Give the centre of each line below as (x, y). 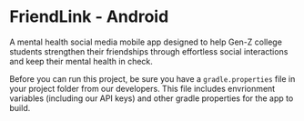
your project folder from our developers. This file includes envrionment (142, 88)
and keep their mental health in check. (81, 61)
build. (20, 107)
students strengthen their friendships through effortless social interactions (149, 51)
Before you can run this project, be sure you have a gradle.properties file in (152, 78)
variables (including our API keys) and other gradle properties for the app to (152, 98)
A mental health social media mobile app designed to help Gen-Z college (146, 42)
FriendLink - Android (89, 17)
